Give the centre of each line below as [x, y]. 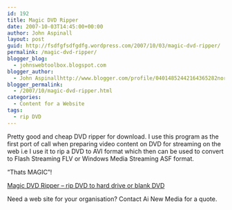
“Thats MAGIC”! [30, 172]
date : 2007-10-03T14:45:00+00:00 [55, 26]
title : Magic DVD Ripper [43, 20]
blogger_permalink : [35, 85]
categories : [24, 98]
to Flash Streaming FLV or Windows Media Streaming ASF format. [101, 158]
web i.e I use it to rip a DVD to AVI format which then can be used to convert [115, 151]
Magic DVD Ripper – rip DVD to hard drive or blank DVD [86, 185]
